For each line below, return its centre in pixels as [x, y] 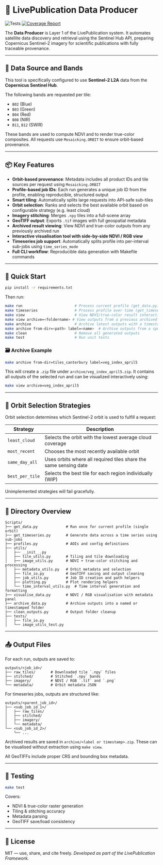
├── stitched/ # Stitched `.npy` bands [53, 676]
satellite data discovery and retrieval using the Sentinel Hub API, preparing [79, 38]
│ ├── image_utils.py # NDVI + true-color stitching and [71, 561]
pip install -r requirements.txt [39, 288]
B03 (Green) [24, 109]
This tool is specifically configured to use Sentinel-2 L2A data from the [76, 80]
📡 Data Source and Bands [44, 68]
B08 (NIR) [21, 119]
